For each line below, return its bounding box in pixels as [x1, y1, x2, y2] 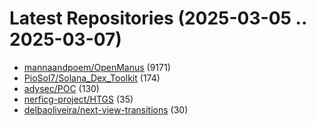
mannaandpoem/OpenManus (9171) [23, 61, 171, 73]
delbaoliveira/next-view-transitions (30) [23, 103, 189, 116]
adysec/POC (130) [23, 82, 100, 94]
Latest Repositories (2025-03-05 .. [9, 7, 307, 30]
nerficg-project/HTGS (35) [23, 93, 134, 105]
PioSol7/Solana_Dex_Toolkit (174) [23, 72, 161, 84]
